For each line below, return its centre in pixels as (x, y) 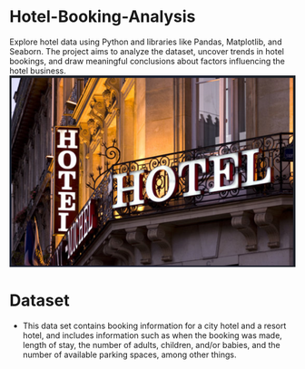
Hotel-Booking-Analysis (103, 17)
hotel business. (38, 71)
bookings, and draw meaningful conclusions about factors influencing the (148, 61)
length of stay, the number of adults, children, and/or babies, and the (151, 345)
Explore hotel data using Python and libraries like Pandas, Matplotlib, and (146, 42)
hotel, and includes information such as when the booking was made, (152, 335)
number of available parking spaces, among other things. (129, 354)
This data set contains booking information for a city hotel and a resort (154, 325)
